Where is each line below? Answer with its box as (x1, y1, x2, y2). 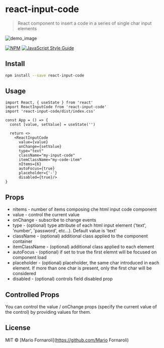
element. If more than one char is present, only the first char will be (12, 265, 152, 271)
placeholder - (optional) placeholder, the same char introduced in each (12, 260, 159, 266)
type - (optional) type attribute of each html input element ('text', (12, 222, 147, 228)
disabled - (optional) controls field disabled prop (12, 276, 113, 282)
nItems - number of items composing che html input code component (12, 206, 157, 212)
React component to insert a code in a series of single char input (17, 20, 152, 26)
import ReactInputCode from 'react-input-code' (5, 105, 107, 110)
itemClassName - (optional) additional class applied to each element (12, 244, 154, 250)
